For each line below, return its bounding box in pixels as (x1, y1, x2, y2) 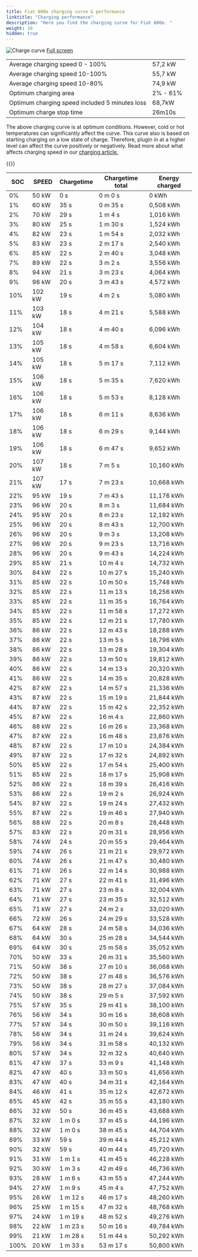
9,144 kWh (148, 427, 181, 435)
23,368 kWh (148, 722, 184, 731)
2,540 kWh (148, 240, 181, 248)
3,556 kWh (148, 258, 181, 267)
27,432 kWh (148, 799, 184, 807)
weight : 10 (6, 25, 33, 31)
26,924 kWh (148, 790, 184, 798)
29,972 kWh (148, 847, 184, 855)
